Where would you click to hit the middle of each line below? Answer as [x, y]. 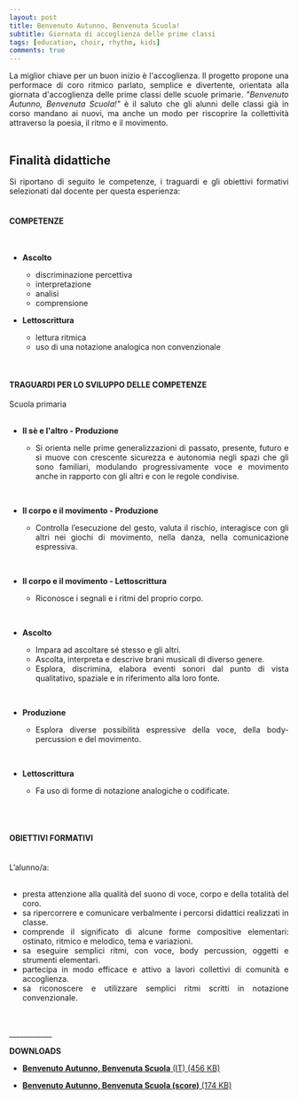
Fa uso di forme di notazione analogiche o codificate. [133, 791]
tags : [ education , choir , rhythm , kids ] [85, 42]
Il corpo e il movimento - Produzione [90, 510]
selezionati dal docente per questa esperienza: [95, 191]
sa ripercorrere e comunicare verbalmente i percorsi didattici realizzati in [155, 913]
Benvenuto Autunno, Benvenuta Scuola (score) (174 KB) [127, 1085]
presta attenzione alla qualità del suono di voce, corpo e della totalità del [155, 894]
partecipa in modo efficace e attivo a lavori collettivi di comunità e [155, 969]
